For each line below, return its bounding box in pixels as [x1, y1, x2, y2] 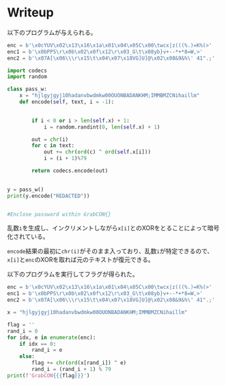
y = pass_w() [7, 186, 44, 193]
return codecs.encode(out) [31, 168, 109, 175]
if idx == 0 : [19, 340, 57, 347]
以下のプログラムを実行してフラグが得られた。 [7, 270, 139, 279]
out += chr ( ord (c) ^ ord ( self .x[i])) [43, 149, 152, 155]
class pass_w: [7, 86, 48, 93]
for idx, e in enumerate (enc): [7, 334, 96, 341]
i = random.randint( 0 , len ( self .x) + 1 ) [43, 123, 160, 131]
